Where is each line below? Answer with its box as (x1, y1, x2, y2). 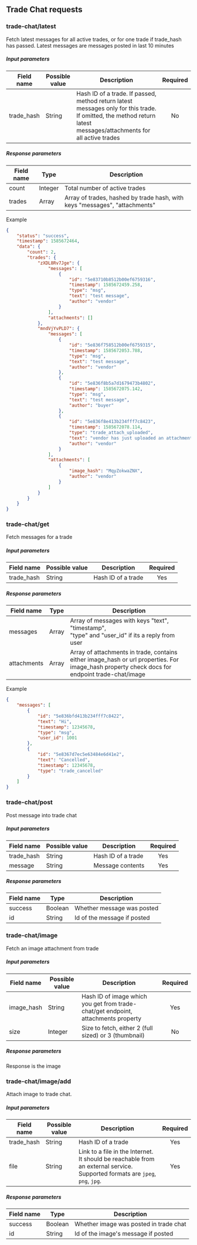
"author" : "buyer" (69, 402, 114, 408)
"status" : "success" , (16, 232, 69, 239)
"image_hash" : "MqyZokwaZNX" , (69, 468, 143, 474)
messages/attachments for (76, 126, 151, 134)
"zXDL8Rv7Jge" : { (37, 260, 80, 266)
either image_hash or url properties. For (70, 655, 179, 664)
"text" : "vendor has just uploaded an (69, 435, 164, 441)
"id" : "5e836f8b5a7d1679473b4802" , (69, 381, 157, 387)
